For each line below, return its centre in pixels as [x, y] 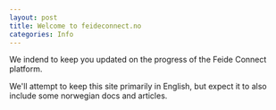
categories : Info [42, 34]
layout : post [33, 17]
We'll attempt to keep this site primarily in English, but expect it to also [138, 87]
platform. [26, 69]
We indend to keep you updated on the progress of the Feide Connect [138, 60]
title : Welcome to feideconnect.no [75, 26]
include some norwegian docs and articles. [88, 96]
